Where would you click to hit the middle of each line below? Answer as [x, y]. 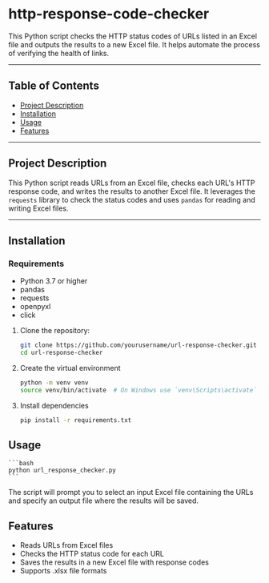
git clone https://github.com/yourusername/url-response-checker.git [139, 345]
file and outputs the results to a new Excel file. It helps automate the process [134, 44]
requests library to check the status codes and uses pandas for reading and [132, 199]
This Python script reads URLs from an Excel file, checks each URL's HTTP [132, 183]
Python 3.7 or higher [54, 281]
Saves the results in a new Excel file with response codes [114, 562]
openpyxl [35, 307]
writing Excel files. [38, 208]
